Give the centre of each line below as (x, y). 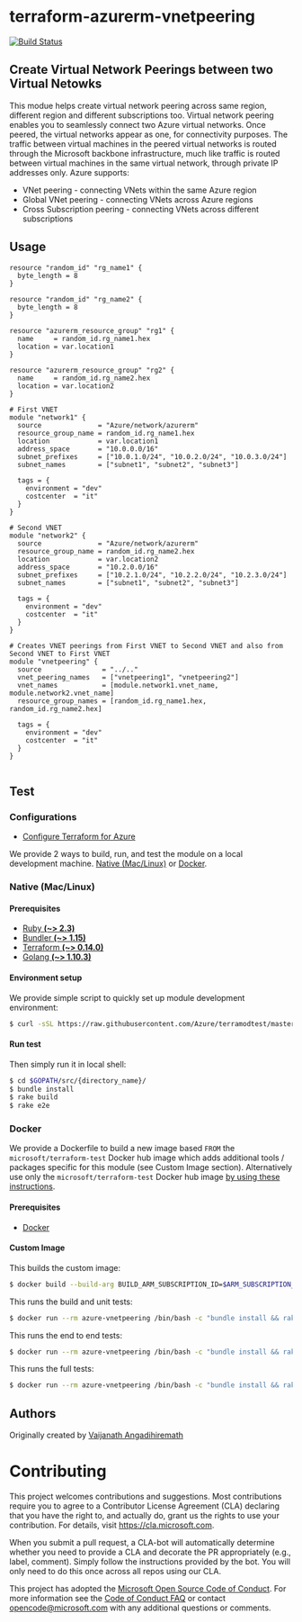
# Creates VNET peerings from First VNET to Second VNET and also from (146, 645)
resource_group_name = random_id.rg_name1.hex (106, 433)
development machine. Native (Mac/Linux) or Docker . (108, 864)
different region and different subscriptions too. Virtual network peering (142, 115)
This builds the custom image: (65, 1267)
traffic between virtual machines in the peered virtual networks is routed (143, 144)
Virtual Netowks (56, 84)
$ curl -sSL (31, 1023)
